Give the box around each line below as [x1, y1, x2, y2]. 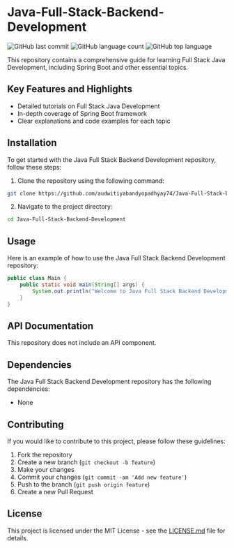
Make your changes [17, 465, 75, 473]
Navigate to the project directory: [17, 202, 113, 211]
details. [7, 533, 29, 542]
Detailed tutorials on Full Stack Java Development [17, 102, 160, 110]
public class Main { [7, 275, 68, 282]
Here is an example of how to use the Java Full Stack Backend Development [7, 254, 226, 262]
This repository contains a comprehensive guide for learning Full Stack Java [7, 55, 226, 64]
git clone [7, 190, 36, 197]
